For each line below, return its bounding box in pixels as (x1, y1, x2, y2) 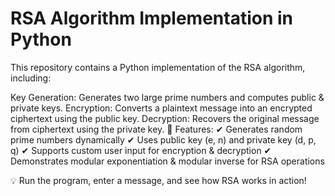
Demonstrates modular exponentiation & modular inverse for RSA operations (10, 155, 325, 167)
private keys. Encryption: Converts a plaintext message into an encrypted (10, 102, 313, 114)
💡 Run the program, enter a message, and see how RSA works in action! (10, 174, 307, 186)
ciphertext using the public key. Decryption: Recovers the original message (10, 112, 320, 124)
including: (10, 72, 52, 84)
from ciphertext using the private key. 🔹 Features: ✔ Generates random (10, 123, 303, 135)
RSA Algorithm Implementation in (10, 7, 293, 30)
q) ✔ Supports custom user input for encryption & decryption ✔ (10, 144, 272, 156)
